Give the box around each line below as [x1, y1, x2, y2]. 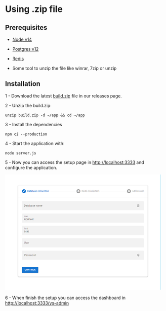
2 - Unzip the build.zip [5, 102, 51, 108]
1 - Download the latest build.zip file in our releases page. [5, 93, 122, 99]
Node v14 [12, 36, 32, 42]
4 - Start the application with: [5, 140, 65, 146]
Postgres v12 [12, 46, 39, 52]
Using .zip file [5, 3, 63, 15]
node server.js [5, 151, 37, 155]
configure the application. [5, 164, 58, 170]
